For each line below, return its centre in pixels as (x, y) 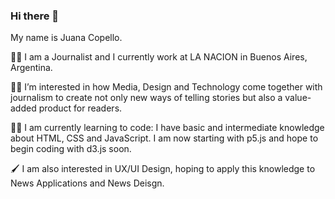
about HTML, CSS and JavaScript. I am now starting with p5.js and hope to (164, 138)
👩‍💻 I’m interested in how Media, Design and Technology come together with (166, 87)
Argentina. (31, 68)
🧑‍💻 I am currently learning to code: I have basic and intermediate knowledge (167, 128)
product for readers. (80, 108)
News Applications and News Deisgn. (87, 183)
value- (298, 98)
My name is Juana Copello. (66, 38)
